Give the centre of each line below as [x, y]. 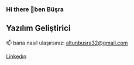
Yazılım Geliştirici [38, 28]
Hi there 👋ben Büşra [35, 9]
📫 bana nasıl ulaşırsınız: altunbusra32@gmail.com [67, 43]
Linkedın [16, 56]
